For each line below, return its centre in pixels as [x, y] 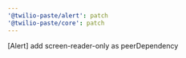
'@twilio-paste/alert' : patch [58, 15]
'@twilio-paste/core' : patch [56, 23]
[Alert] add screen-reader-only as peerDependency [93, 45]
